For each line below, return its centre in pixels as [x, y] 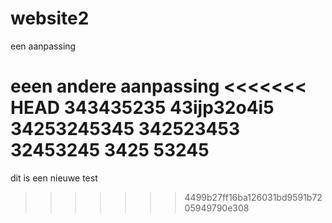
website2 [50, 18]
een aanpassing [43, 46]
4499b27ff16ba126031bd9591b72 [253, 197]
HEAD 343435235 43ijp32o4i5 [142, 108]
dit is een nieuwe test [54, 178]
